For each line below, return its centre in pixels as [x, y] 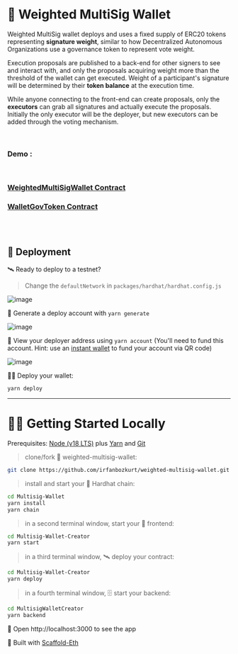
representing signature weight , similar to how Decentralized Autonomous [115, 41]
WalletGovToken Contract [52, 207]
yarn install [27, 503]
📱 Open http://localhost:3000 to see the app [72, 628]
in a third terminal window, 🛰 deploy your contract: [100, 557]
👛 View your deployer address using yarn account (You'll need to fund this [116, 341]
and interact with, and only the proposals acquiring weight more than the [113, 70]
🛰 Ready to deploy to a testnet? [54, 269]
